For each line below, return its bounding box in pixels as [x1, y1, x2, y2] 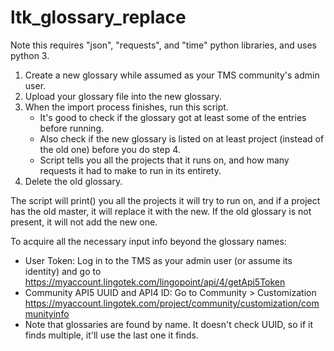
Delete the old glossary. [24, 175, 123, 187]
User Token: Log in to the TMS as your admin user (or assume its [24, 254, 293, 266]
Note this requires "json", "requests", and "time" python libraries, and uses [10, 39, 317, 51]
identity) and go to [24, 265, 102, 277]
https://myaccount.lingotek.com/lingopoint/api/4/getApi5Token [24, 276, 286, 288]
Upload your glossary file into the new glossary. [24, 90, 222, 102]
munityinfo [24, 307, 70, 320]
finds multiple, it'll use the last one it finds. [24, 329, 200, 341]
